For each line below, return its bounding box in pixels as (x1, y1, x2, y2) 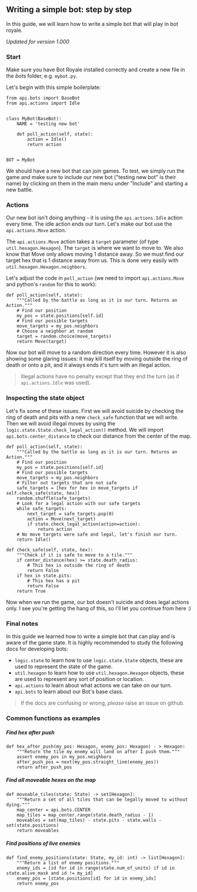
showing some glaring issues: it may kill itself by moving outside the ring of (6, 355, 188, 362)
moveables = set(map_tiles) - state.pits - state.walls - (16, 817, 162, 823)
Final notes (6, 619, 38, 627)
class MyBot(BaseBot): (6, 116, 62, 122)
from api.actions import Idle (6, 100, 81, 107)
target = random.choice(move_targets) (16, 333, 112, 339)
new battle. (6, 186, 34, 193)
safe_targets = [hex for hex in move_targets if (16, 485, 138, 491)
